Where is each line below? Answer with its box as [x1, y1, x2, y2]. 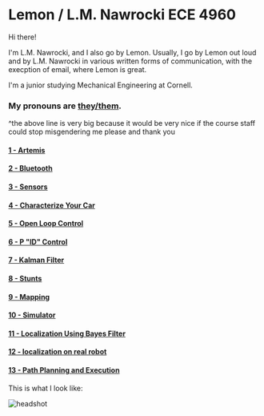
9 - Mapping [8, 292, 50, 301]
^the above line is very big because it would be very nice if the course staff [8, 119, 256, 128]
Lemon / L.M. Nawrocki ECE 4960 [8, 6, 236, 24]
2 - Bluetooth [8, 164, 54, 173]
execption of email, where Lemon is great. [8, 64, 147, 74]
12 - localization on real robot [8, 347, 107, 357]
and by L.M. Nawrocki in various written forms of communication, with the [8, 56, 253, 66]
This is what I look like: [8, 383, 83, 393]
